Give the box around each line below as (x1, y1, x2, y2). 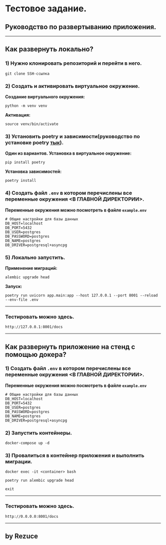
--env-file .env (5, 297, 39, 302)
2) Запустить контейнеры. (5, 429, 73, 436)
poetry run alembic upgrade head (5, 478, 74, 483)
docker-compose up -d (5, 441, 50, 446)
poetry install (5, 178, 37, 183)
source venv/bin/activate (5, 122, 58, 126)
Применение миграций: (5, 265, 58, 271)
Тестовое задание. (5, 3, 87, 14)
